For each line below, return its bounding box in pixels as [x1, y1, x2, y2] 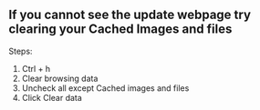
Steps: [8, 45, 33, 56]
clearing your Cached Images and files [8, 22, 233, 37]
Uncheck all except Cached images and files [21, 82, 190, 94]
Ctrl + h [21, 63, 51, 74]
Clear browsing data [21, 73, 99, 84]
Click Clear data [21, 92, 83, 103]
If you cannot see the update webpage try [8, 7, 252, 23]
